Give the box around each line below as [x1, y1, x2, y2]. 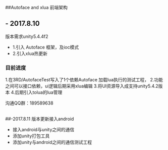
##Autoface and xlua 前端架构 [5, 5, 68, 10]
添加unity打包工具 [12, 133, 50, 139]
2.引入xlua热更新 [12, 50, 48, 57]
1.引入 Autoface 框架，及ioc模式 [12, 44, 79, 50]
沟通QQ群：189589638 [5, 100, 54, 106]
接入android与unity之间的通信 [12, 126, 75, 132]
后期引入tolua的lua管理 [15, 89, 63, 95]
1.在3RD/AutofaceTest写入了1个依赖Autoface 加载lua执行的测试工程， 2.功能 [5, 77, 163, 83]
